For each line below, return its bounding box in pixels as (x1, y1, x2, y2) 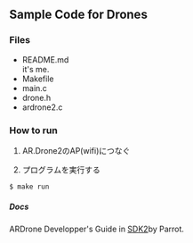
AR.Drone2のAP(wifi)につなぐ (21, 145, 131, 155)
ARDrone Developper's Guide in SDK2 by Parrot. (9, 223, 185, 234)
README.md (21, 54, 69, 65)
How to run (9, 124, 58, 137)
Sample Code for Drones (9, 7, 149, 22)
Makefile (21, 73, 54, 84)
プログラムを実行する (21, 164, 101, 175)
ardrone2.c (21, 102, 63, 113)
